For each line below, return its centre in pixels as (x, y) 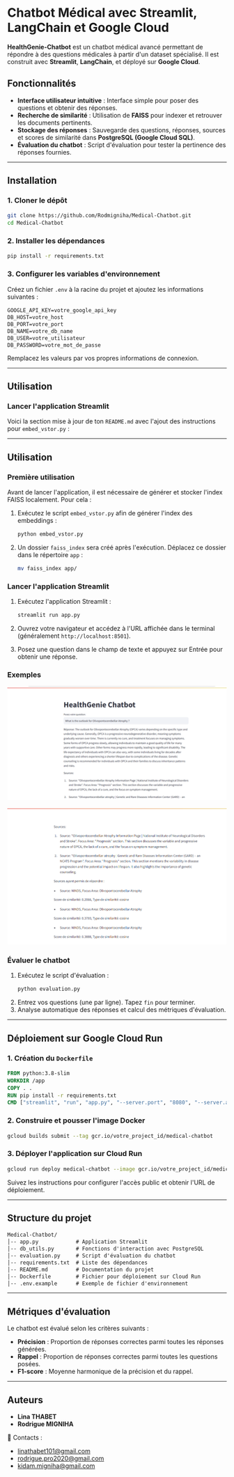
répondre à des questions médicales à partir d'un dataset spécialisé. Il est (113, 54)
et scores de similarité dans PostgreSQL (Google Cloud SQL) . (106, 137)
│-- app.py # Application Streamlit (78, 1242)
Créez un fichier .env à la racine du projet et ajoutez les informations (106, 289)
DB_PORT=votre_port (36, 324)
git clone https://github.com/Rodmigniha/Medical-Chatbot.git (99, 216)
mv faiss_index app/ (47, 568)
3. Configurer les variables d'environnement (84, 274)
